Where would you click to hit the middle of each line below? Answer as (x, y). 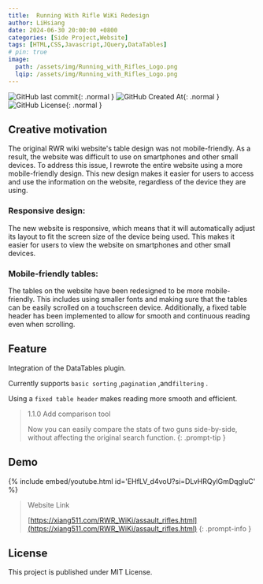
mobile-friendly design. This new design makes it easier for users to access (131, 173)
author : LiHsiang (37, 23)
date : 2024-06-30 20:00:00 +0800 (63, 30)
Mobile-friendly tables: (53, 273)
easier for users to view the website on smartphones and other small (119, 244)
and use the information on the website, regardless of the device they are (127, 182)
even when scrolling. (42, 325)
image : (19, 60)
